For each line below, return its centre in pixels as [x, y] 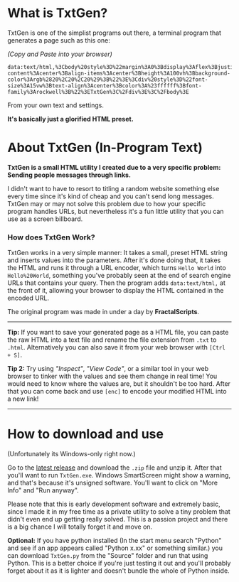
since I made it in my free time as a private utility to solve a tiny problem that [119, 512]
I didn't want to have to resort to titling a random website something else [113, 188]
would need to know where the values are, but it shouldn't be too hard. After [119, 384]
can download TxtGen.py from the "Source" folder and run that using [108, 556]
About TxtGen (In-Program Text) [105, 148]
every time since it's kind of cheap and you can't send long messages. [111, 196]
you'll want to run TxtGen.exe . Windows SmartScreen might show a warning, [119, 475]
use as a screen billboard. [45, 219]
